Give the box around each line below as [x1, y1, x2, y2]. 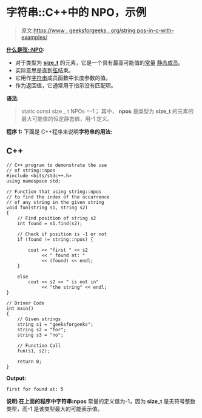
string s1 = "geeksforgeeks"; [17, 321, 94, 328]
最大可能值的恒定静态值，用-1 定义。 [21, 115, 113, 122]
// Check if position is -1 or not [17, 231, 107, 237]
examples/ [21, 33, 47, 41]
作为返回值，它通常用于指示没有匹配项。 [15, 81, 116, 89]
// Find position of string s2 [17, 215, 96, 221]
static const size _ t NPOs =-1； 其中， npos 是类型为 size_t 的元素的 [21, 107, 194, 115]
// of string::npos [6, 167, 56, 174]
